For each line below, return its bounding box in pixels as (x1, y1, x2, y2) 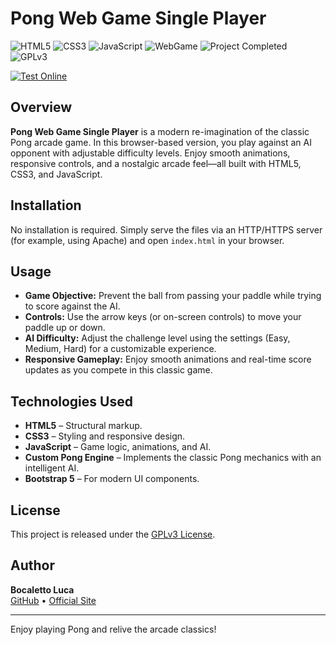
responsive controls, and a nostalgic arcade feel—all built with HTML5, (10, 157, 302, 169)
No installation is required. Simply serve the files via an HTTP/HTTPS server (10, 223, 323, 236)
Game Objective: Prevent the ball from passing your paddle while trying (24, 290, 322, 302)
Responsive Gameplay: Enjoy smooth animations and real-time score (24, 353, 312, 366)
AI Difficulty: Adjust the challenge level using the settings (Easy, (24, 332, 291, 344)
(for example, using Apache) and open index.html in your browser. (10, 234, 285, 246)
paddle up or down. (24, 322, 106, 334)
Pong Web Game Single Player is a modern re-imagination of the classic (10, 125, 310, 137)
